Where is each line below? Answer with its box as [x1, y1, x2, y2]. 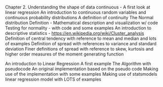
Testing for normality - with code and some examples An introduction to [5, 25, 152, 31]
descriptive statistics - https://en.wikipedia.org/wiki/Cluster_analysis [5, 30, 144, 36]
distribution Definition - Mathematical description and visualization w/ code [5, 20, 158, 26]
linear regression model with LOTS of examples [5, 76, 101, 82]
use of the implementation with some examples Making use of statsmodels [5, 71, 158, 77]
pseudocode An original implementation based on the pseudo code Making [5, 66, 159, 72]
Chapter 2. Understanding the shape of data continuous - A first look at [5, 4, 151, 10]
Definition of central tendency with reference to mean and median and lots [5, 35, 157, 41]
